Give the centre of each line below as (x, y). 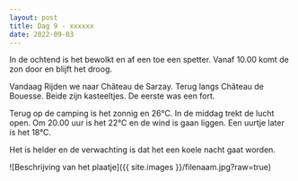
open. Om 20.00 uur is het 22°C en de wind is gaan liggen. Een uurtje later (147, 123)
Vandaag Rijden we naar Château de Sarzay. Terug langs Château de (137, 87)
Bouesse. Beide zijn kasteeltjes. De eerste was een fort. (112, 96)
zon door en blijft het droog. (61, 69)
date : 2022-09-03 (42, 34)
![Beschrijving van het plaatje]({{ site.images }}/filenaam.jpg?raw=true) (140, 168)
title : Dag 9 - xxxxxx (52, 26)
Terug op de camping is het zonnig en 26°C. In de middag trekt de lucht (142, 114)
